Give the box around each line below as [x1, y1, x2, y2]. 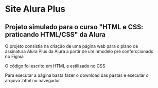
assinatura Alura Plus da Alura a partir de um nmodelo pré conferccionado [5, 49, 154, 54]
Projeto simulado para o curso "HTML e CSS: [5, 23, 143, 31]
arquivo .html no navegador [5, 78, 60, 83]
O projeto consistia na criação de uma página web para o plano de [5, 43, 139, 49]
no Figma [5, 53, 24, 59]
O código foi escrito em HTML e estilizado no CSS [5, 63, 105, 69]
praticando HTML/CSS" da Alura [5, 30, 106, 38]
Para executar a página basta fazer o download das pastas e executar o [5, 72, 149, 78]
